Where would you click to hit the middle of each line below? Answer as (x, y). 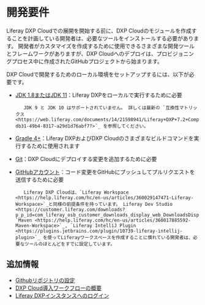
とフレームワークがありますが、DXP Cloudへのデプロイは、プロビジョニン (100, 53)
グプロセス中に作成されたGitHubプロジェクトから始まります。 (85, 61)
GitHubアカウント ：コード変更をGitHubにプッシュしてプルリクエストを (105, 171)
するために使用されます (50, 146)
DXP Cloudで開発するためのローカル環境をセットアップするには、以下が (98, 74)
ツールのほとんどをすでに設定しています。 (69, 244)
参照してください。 (128, 126)
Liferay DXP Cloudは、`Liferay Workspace (76, 192)
